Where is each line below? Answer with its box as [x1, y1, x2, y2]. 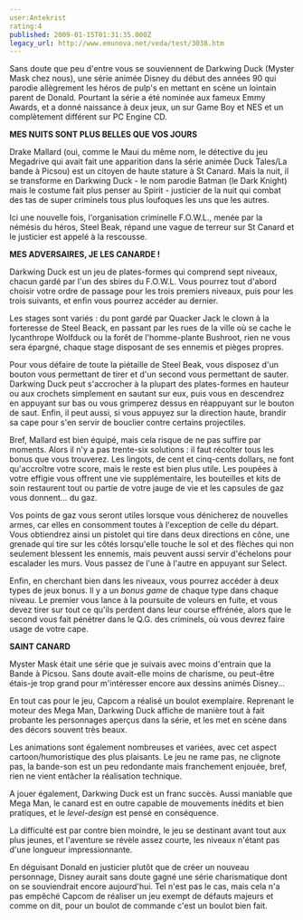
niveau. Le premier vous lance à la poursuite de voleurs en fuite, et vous [9, 595, 279, 606]
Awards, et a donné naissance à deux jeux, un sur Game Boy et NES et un [9, 101, 284, 113]
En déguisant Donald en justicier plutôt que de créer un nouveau [9, 862, 250, 873]
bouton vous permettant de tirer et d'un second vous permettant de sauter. [9, 369, 289, 380]
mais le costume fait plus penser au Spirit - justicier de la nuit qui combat [9, 185, 282, 196]
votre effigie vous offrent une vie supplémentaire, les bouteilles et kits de [9, 473, 281, 484]
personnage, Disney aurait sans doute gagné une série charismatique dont [9, 871, 288, 883]
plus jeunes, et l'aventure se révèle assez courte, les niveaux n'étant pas [9, 835, 280, 846]
